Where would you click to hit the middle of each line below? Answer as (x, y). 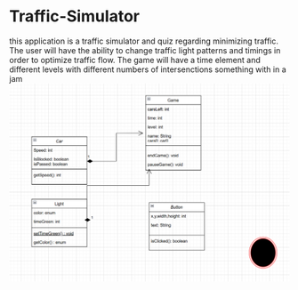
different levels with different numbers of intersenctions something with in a (148, 69)
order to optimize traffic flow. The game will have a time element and (135, 60)
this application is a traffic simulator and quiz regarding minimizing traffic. (144, 41)
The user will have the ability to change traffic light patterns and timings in (145, 50)
